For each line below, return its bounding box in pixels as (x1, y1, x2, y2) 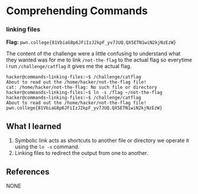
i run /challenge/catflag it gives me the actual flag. (6, 63, 132, 70)
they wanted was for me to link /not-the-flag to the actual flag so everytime (6, 56, 193, 63)
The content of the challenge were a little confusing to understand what (6, 50, 181, 57)
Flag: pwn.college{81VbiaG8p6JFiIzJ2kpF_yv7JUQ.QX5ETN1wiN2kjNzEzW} (6, 38, 176, 46)
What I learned (6, 121, 61, 131)
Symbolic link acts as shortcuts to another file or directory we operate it (14, 137, 189, 144)
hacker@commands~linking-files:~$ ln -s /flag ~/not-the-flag (6, 90, 163, 96)
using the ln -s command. (14, 143, 80, 150)
